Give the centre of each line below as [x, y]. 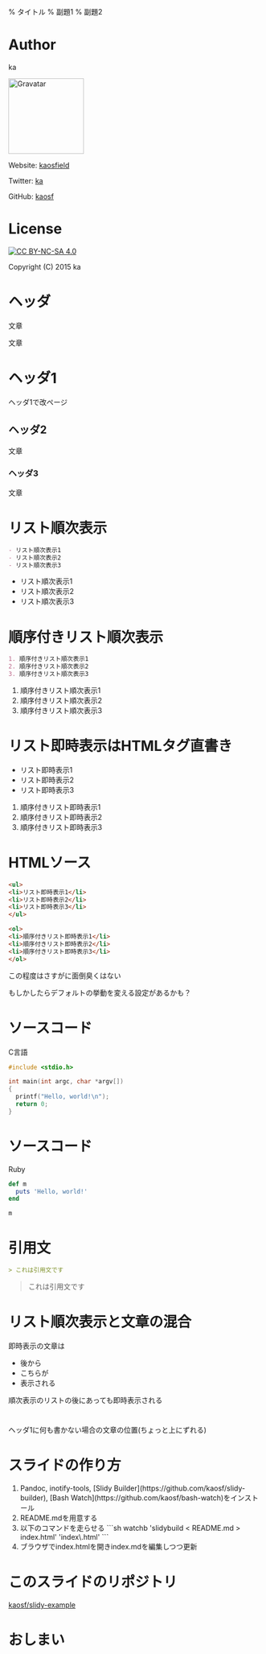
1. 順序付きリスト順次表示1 [49, 659]
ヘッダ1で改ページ [38, 402]
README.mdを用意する [59, 1518]
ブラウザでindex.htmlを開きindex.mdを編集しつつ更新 [108, 1547]
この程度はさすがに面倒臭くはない [65, 975]
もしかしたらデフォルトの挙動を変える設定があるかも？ [100, 992]
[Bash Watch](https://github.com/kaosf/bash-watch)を [140, 1498]
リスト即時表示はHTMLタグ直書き [121, 746]
